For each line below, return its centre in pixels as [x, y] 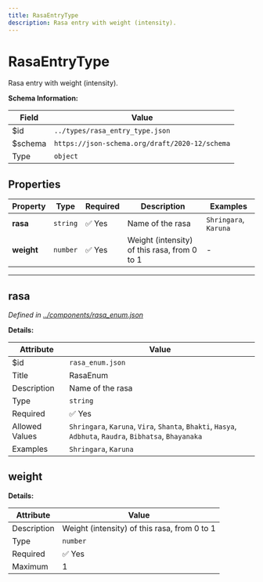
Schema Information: [43, 98]
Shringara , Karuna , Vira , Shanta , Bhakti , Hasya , [153, 427]
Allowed [27, 427]
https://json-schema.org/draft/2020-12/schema [142, 144]
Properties [34, 184]
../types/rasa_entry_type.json [112, 131]
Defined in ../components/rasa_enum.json [76, 315]
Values [25, 436]
